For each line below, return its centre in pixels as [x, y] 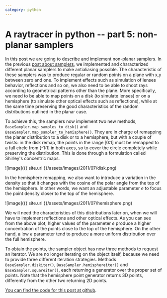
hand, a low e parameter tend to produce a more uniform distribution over [81, 234]
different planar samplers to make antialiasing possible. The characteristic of [83, 69]
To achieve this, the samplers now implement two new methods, [71, 121]
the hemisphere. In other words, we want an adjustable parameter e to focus [83, 188]
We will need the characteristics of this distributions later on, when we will [81, 212]
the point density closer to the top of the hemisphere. [60, 193]
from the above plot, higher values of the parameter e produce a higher [78, 223]
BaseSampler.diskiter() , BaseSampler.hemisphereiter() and [67, 265]
